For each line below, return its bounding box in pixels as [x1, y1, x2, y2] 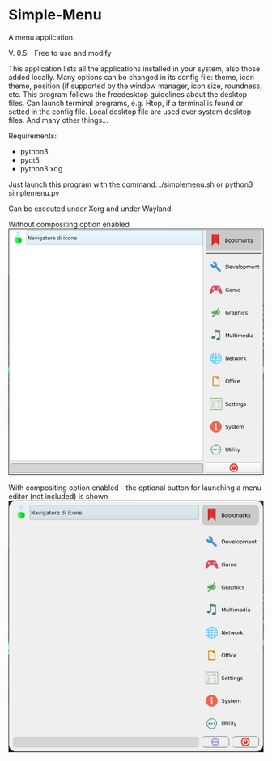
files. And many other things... [8, 115, 109, 125]
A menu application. [8, 32, 75, 42]
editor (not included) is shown [8, 491, 108, 501]
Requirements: [8, 131, 57, 141]
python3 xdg [19, 163, 63, 173]
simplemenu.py [8, 188, 60, 197]
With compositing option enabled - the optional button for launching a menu [8, 483, 261, 493]
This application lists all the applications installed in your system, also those [8, 63, 261, 74]
